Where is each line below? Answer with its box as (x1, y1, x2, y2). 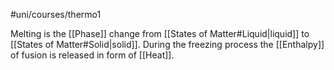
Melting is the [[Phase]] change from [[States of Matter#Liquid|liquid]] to (10, 28, 310, 39)
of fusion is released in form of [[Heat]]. (10, 49, 175, 61)
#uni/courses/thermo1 (10, 9, 102, 20)
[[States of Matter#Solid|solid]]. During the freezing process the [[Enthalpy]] (10, 39, 325, 50)
